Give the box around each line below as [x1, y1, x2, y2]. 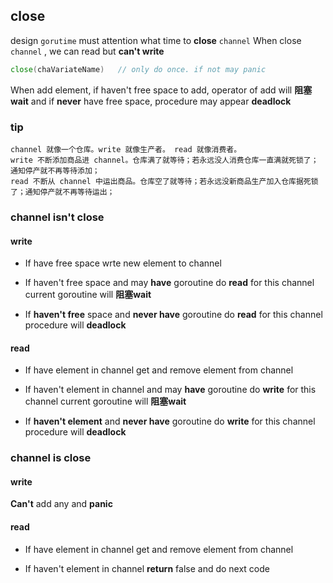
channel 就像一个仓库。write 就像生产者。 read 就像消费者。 [10, 144, 242, 154]
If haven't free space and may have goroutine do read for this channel [24, 277, 315, 289]
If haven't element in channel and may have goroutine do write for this [24, 384, 317, 396]
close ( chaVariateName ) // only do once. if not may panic [10, 64, 267, 74]
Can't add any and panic [10, 498, 113, 510]
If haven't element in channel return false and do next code [24, 562, 270, 574]
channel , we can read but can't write [10, 45, 165, 57]
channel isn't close [10, 210, 105, 224]
